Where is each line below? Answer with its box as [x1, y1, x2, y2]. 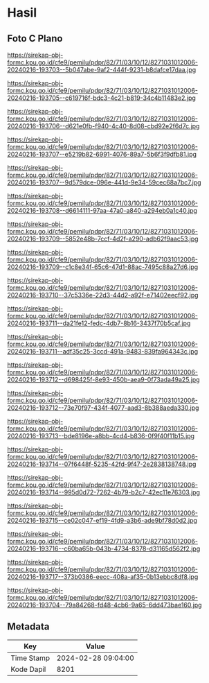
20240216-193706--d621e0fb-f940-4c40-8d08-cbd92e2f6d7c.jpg [7, 122, 200, 130]
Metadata [7, 621, 50, 632]
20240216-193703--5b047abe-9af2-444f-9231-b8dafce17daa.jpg [7, 66, 197, 74]
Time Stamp [10, 653, 51, 663]
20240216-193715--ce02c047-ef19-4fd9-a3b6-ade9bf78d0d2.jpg [7, 517, 197, 524]
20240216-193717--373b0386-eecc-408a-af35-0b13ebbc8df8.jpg [7, 573, 199, 580]
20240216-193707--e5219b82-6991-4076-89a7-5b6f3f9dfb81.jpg [7, 150, 197, 158]
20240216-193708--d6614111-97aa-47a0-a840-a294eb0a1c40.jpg [7, 207, 197, 214]
